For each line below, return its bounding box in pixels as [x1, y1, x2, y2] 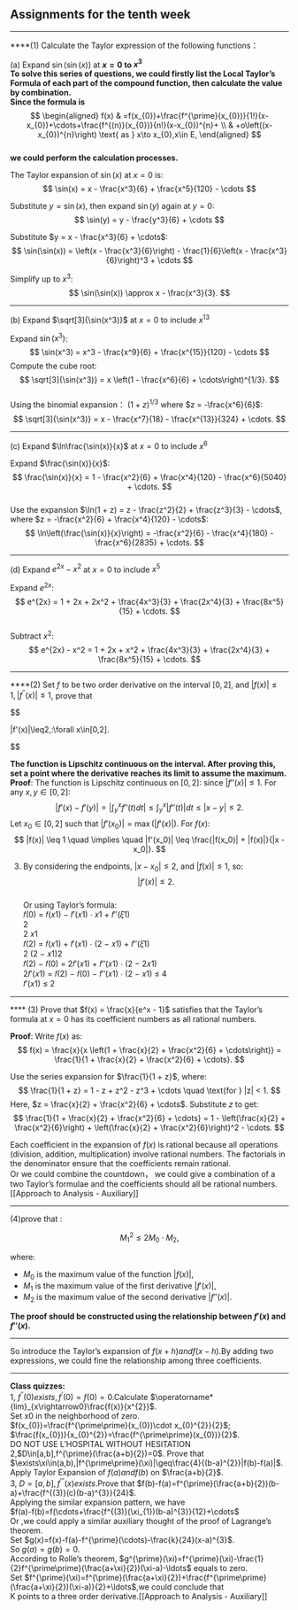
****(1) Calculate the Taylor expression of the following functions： [10, 40, 259, 50]
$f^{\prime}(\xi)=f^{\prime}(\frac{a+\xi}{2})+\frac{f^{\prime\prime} [24, 1572, 267, 1583]
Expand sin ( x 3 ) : [10, 331, 68, 344]
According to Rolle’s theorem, [10, 1553, 118, 1564]
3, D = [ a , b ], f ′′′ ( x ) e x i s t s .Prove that [10, 1476, 135, 1489]
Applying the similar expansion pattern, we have [10, 1497, 186, 1507]
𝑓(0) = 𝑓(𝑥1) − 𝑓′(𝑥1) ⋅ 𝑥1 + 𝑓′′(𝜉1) [22, 909, 131, 920]
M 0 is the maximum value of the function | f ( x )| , [22, 1268, 195, 1281]
